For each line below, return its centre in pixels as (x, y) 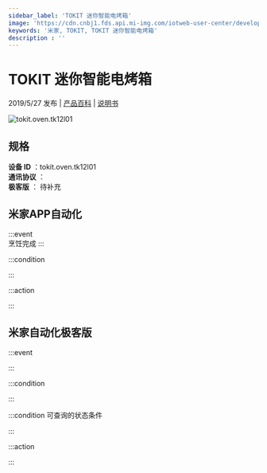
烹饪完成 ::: (27, 243)
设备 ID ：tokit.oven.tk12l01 (52, 167)
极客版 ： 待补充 (35, 187)
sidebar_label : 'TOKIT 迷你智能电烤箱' (70, 16)
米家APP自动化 (45, 215)
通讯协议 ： (27, 177)
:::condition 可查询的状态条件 (56, 415)
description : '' (37, 38)
